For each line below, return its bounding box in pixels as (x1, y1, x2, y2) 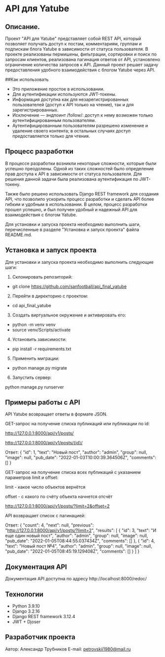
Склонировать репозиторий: (12, 274, 73, 280)
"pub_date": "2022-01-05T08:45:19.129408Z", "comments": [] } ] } (5, 548, 140, 554)
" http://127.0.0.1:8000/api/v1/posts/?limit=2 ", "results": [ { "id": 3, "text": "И (5, 528, 157, 533)
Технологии (5, 590, 43, 598)
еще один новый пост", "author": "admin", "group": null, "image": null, (5, 532, 148, 539)
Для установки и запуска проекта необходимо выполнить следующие (5, 259, 154, 265)
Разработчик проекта (5, 633, 75, 641)
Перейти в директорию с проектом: (12, 293, 89, 299)
